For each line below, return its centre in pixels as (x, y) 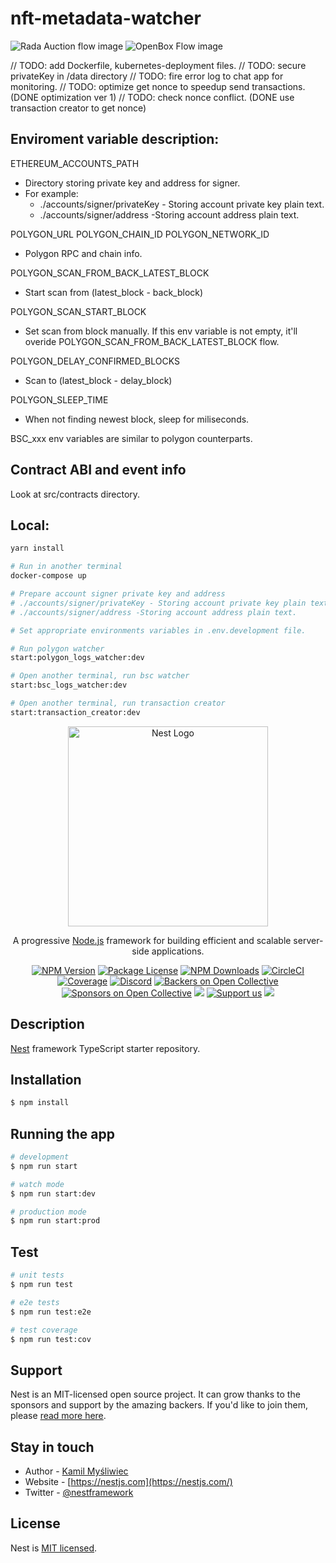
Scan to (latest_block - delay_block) (98, 380)
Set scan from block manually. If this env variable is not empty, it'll (161, 331)
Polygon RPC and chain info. (83, 253)
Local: (30, 525)
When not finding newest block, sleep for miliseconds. (137, 419)
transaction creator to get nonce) (78, 108)
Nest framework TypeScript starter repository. (105, 1048)
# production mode (48, 1212)
